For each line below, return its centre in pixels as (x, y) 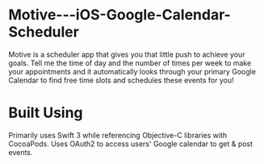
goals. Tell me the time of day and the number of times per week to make (130, 63)
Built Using (46, 113)
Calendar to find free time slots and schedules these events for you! (121, 80)
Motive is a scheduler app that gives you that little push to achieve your (127, 54)
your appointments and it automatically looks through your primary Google (132, 71)
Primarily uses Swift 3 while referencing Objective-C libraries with (118, 135)
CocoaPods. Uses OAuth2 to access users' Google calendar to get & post (130, 144)
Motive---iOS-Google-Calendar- (120, 15)
